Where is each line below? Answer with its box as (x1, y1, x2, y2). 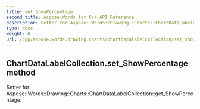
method (6, 68, 36, 78)
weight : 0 (6, 31, 31, 37)
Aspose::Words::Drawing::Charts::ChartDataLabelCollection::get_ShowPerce (6, 90, 193, 97)
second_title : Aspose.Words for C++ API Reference (6, 14, 135, 20)
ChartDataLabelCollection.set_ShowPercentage (6, 58, 189, 68)
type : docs (6, 25, 33, 32)
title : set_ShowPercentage (6, 8, 73, 15)
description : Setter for (6, 20, 68, 26)
